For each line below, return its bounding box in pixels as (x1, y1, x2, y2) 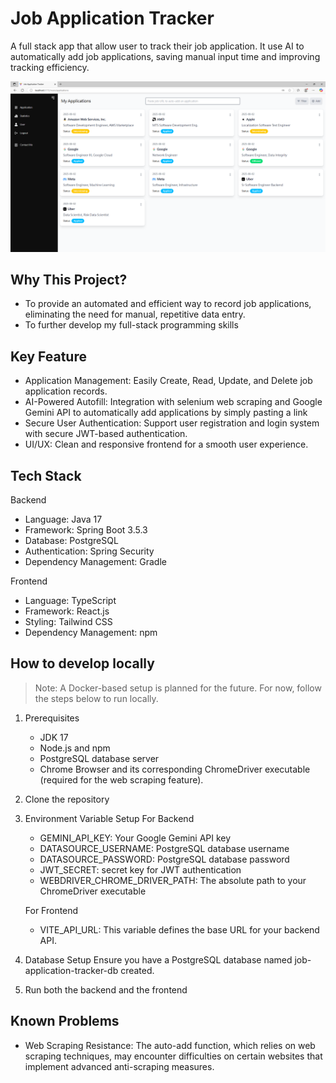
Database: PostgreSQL (24, 535, 119, 547)
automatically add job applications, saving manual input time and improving (10, 50, 321, 62)
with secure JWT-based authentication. (24, 428, 188, 440)
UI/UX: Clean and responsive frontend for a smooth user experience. (24, 438, 309, 451)
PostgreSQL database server (39, 752, 160, 764)
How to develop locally (10, 655, 155, 672)
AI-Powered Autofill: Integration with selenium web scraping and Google (24, 396, 323, 408)
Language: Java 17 (24, 513, 103, 526)
